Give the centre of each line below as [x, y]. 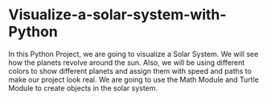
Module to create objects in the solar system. [83, 88]
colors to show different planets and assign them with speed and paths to [130, 71]
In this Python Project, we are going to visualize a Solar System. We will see [133, 54]
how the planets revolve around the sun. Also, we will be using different [127, 63]
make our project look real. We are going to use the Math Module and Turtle [133, 79]
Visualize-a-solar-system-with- [117, 15]
